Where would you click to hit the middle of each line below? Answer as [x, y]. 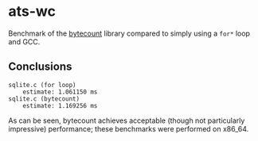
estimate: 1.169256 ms [60, 105]
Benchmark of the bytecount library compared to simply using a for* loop [129, 33]
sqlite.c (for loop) [43, 85]
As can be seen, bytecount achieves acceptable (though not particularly [127, 120]
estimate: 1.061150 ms [60, 92]
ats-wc [32, 11]
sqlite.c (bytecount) [44, 99]
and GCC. [24, 41]
